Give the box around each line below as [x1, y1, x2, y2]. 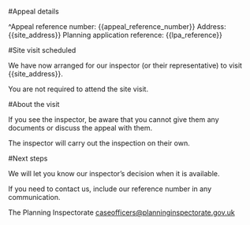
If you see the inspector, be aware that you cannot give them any [8, 115, 219, 124]
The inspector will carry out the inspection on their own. [8, 138, 191, 148]
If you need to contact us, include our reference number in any [8, 184, 212, 194]
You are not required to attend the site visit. [8, 84, 148, 94]
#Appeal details [8, 7, 59, 16]
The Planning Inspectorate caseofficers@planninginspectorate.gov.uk [8, 208, 235, 217]
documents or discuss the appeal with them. [8, 124, 153, 132]
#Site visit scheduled [8, 46, 76, 54]
